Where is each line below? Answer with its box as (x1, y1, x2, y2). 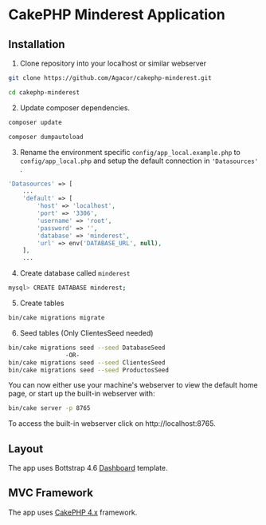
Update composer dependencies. (19, 102, 130, 113)
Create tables (19, 298, 65, 308)
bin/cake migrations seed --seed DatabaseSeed (8, 344, 166, 352)
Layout (8, 442, 44, 455)
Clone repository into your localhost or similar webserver (19, 58, 207, 68)
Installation (8, 38, 65, 51)
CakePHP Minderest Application (8, 6, 225, 24)
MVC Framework (8, 486, 94, 500)
